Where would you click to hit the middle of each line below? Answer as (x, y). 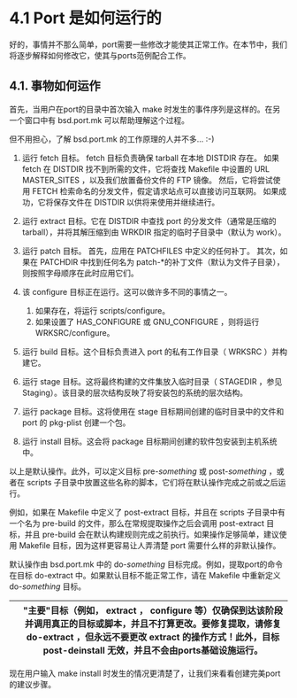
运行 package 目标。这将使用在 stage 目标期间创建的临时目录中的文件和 (153, 411)
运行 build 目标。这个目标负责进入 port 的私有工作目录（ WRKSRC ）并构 (154, 352)
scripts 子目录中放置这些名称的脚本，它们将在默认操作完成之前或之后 (152, 482)
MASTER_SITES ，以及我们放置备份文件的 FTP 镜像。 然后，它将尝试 (148, 180)
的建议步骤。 (32, 684)
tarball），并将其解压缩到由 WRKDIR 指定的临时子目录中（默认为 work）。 (154, 232)
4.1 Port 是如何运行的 (85, 18)
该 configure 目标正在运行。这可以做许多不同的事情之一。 (127, 291)
